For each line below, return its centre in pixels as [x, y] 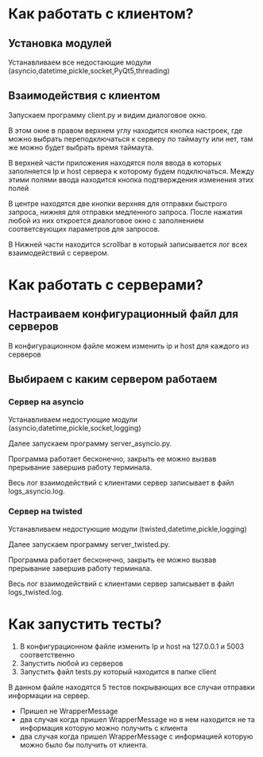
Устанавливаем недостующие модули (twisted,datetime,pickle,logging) [128, 529]
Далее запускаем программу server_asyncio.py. [90, 443]
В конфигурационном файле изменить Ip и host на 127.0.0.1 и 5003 [132, 646]
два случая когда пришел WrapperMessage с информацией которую [136, 736]
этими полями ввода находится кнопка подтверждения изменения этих [131, 179]
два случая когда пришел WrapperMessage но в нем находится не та [137, 719]
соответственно [47, 654]
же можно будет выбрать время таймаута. [81, 147]
